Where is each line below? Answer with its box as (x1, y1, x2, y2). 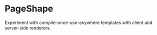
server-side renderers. (4, 24, 51, 30)
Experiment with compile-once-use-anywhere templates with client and (4, 19, 153, 25)
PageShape (4, 3, 53, 14)
